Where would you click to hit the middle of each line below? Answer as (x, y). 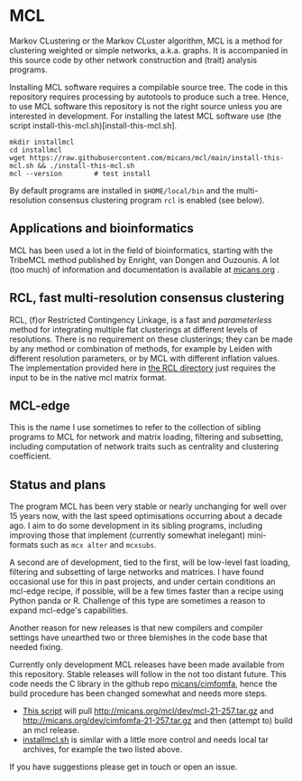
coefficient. (31, 456)
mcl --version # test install (80, 174)
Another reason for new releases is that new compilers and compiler (136, 628)
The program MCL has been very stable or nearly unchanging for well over (148, 506)
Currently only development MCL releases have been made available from (147, 664)
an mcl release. (50, 730)
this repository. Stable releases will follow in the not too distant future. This (148, 674)
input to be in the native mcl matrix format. (88, 377)
